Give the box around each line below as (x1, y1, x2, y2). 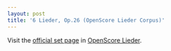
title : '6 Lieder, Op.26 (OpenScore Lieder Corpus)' (7, 17, 165, 24)
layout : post (7, 10, 46, 17)
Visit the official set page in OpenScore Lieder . (7, 36, 142, 44)
